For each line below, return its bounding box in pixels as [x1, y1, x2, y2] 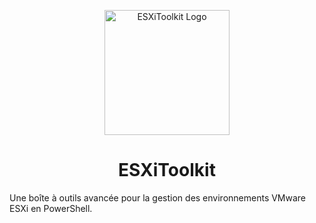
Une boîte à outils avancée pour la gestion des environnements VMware [9, 191, 307, 204]
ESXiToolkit [118, 159, 216, 182]
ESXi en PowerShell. [9, 202, 93, 214]
